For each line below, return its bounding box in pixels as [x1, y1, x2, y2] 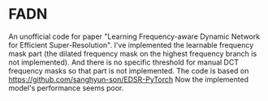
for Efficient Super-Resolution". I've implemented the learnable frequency [8, 40, 254, 49]
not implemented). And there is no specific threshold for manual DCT [8, 57, 240, 67]
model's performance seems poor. [8, 82, 124, 93]
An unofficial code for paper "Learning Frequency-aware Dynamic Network [8, 32, 261, 41]
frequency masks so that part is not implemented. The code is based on [8, 65, 249, 75]
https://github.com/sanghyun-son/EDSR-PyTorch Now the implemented [8, 74, 249, 84]
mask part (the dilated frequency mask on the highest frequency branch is [8, 48, 257, 58]
